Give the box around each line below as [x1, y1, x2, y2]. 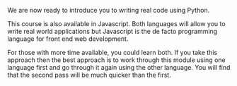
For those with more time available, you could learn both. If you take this [7, 49, 218, 56]
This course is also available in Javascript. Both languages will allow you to [7, 20, 226, 27]
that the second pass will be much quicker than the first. [7, 70, 171, 79]
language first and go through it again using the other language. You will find [7, 63, 231, 71]
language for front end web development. [7, 35, 129, 43]
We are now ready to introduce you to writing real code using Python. [7, 6, 210, 14]
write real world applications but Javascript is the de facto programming [7, 27, 218, 35]
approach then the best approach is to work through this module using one [7, 56, 226, 64]
